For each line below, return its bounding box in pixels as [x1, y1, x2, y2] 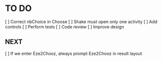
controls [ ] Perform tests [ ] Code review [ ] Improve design [5, 24, 124, 29]
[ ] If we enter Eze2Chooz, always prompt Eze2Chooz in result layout [5, 50, 142, 56]
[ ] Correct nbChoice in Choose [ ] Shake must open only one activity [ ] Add [5, 19, 158, 24]
